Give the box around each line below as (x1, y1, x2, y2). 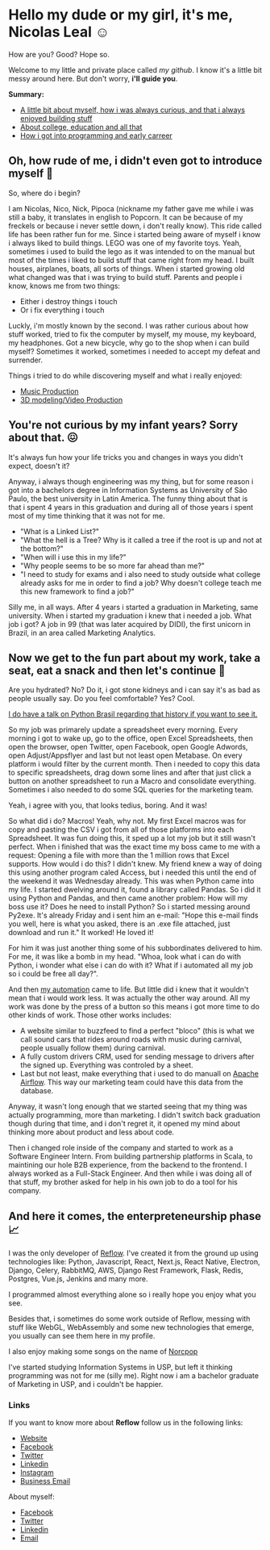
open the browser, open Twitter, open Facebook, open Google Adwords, (8, 742, 248, 752)
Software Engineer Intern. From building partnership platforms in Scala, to (8, 1151, 253, 1161)
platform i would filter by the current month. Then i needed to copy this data (8, 759, 260, 769)
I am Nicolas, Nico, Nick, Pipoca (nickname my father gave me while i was (8, 203, 254, 213)
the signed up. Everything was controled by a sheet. (19, 1060, 193, 1070)
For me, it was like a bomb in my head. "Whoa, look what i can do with (8, 952, 242, 962)
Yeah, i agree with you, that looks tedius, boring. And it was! (8, 800, 208, 810)
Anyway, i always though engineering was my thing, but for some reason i (8, 476, 254, 486)
